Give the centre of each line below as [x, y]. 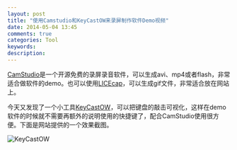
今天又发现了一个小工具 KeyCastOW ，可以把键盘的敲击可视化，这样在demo [117, 107]
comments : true [30, 34]
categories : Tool [33, 40]
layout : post [27, 14]
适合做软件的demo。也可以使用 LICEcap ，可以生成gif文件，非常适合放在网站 [118, 83]
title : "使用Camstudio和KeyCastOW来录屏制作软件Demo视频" [88, 21]
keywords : [22, 47]
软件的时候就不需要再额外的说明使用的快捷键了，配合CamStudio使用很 [110, 116]
